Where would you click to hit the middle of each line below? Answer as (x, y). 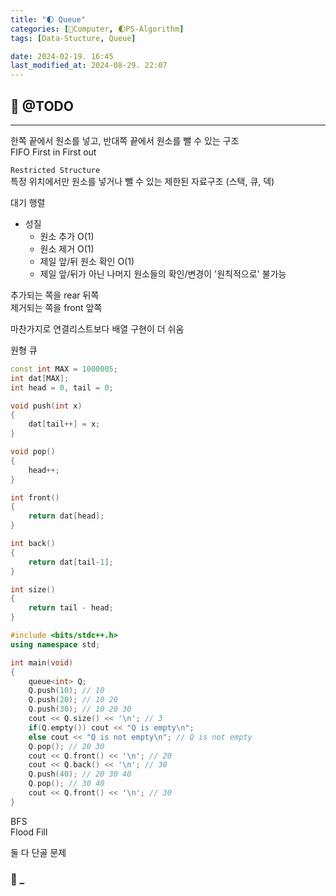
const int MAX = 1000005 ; (64, 369)
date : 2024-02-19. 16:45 (62, 56)
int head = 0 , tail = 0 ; (62, 387)
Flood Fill (29, 832)
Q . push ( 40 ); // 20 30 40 (80, 774)
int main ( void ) (42, 662)
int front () (35, 497)
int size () (33, 589)
